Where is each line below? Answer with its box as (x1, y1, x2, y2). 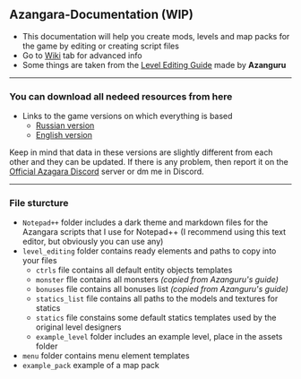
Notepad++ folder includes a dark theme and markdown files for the (21, 217, 269, 228)
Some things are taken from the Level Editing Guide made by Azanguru (21, 59, 287, 70)
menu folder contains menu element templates (21, 350, 190, 361)
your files (21, 255, 57, 266)
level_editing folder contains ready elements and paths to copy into (21, 245, 277, 256)
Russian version (35, 120, 95, 131)
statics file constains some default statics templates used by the (35, 313, 277, 323)
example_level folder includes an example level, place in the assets (35, 332, 283, 342)
